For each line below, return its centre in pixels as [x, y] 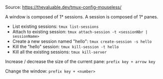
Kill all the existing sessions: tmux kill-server [59, 52]
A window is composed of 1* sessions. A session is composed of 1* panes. [82, 17]
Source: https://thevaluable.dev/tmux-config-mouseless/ [63, 7]
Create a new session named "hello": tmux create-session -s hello [82, 41]
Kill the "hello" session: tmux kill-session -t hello [66, 46]
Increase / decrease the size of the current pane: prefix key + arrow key [80, 61]
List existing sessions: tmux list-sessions [55, 26]
